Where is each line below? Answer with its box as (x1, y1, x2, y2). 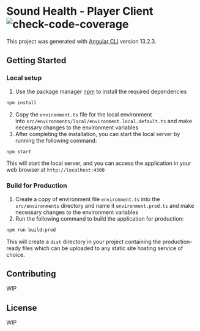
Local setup (6, 74, 42, 82)
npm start (6, 148, 32, 154)
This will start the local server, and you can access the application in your (6, 159, 191, 167)
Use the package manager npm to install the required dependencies (15, 88, 187, 95)
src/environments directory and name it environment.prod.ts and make (15, 202, 194, 209)
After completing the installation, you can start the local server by (15, 130, 180, 137)
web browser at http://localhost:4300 (6, 166, 105, 173)
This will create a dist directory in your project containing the (6, 238, 161, 245)
